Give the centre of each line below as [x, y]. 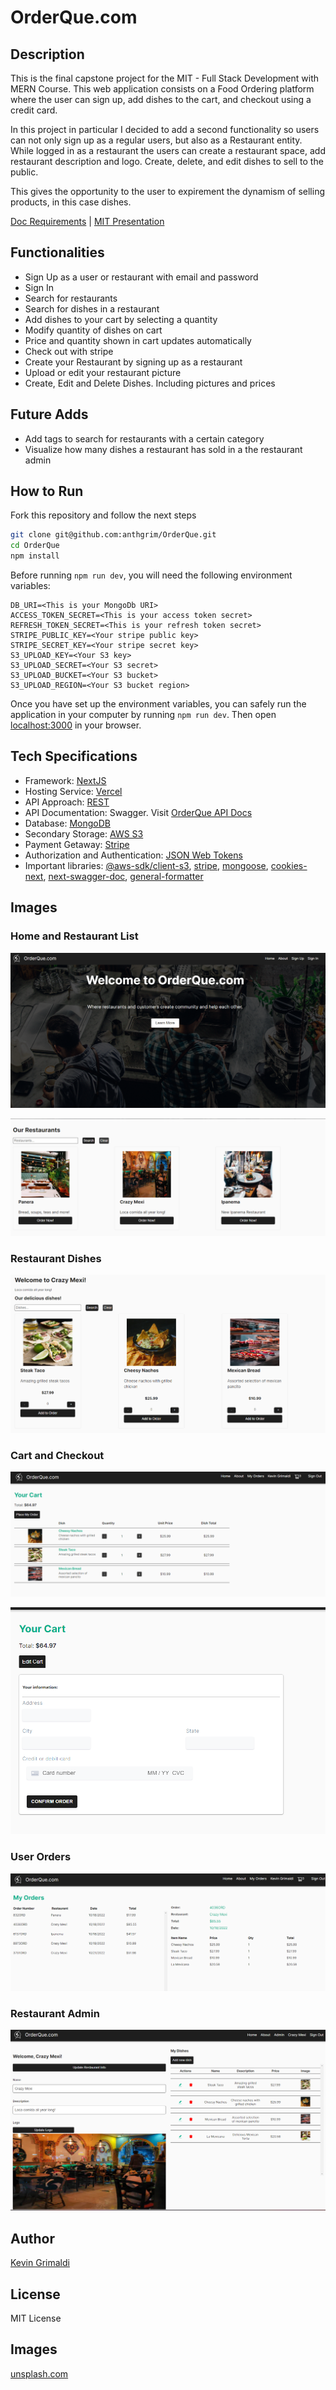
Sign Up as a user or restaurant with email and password [141, 277]
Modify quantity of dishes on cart [93, 330]
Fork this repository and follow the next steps [103, 515]
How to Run [47, 491]
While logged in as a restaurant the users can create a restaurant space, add [168, 150]
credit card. [34, 110]
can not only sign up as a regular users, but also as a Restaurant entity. [156, 140]
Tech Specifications [74, 756]
